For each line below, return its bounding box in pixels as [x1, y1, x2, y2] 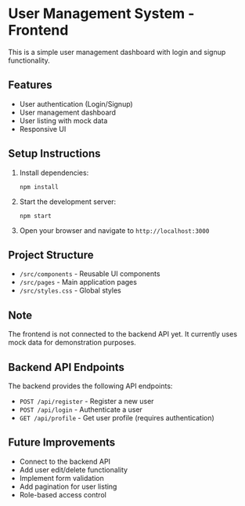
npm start [19, 212, 52, 220]
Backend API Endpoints [8, 360, 125, 373]
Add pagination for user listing [19, 482, 117, 491]
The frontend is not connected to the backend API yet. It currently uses [8, 329, 237, 339]
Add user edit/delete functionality [19, 464, 128, 475]
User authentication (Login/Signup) [19, 99, 133, 108]
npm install [19, 183, 59, 191]
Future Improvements [8, 436, 116, 450]
